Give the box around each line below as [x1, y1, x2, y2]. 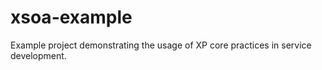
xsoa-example [10, 6, 133, 29]
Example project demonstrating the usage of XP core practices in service [10, 39, 312, 51]
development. [10, 49, 67, 61]
